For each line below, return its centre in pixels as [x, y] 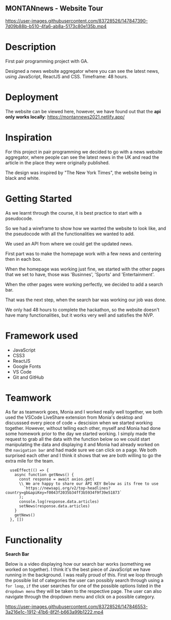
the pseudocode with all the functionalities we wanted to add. [70, 234]
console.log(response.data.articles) [59, 502]
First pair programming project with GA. [47, 61]
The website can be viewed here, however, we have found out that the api [83, 111]
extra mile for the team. [30, 461]
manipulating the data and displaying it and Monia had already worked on [82, 445]
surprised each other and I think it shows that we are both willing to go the [83, 456]
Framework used [42, 336]
